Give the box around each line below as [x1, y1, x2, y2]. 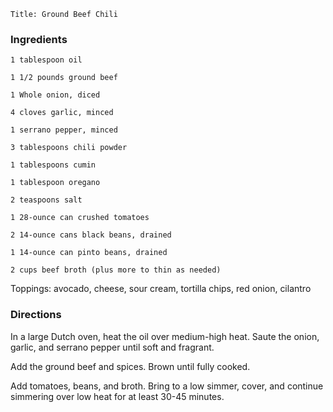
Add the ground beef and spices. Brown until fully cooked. [10, 360, 251, 372]
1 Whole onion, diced [10, 90, 101, 100]
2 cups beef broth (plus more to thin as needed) [10, 265, 222, 275]
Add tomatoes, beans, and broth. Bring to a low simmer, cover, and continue [10, 380, 324, 392]
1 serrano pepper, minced [10, 125, 118, 135]
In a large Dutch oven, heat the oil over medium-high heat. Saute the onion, [10, 330, 320, 342]
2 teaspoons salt [10, 195, 83, 205]
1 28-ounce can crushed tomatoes [10, 213, 150, 223]
